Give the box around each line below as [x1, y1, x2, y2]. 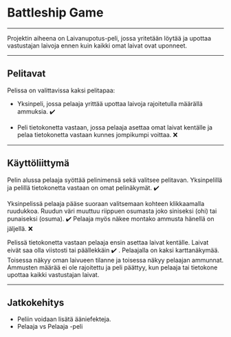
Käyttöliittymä [7, 157, 70, 170]
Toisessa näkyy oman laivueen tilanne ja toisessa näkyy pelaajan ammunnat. [7, 256, 224, 264]
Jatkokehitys [7, 296, 65, 308]
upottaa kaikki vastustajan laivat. [7, 270, 100, 278]
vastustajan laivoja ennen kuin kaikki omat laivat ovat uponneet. [7, 41, 188, 50]
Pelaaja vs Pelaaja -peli [16, 323, 83, 331]
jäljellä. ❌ [7, 224, 33, 232]
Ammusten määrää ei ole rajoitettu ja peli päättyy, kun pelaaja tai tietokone [7, 263, 218, 272]
